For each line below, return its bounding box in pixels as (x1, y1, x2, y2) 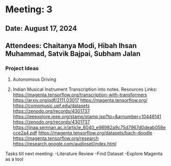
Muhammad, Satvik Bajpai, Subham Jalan (5, 49, 141, 58)
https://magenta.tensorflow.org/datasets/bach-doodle (38, 130, 153, 136)
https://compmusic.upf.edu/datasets (12, 102, 90, 109)
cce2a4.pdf (12, 130, 37, 136)
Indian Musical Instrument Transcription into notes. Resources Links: (12, 86, 157, 93)
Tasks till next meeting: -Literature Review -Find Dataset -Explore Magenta (5, 151, 163, 157)
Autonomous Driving (12, 76, 56, 82)
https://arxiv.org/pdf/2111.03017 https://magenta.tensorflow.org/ (12, 97, 147, 103)
